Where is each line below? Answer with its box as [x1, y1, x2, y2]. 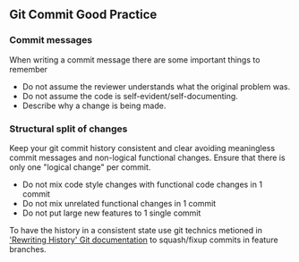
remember [9, 63, 47, 74]
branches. [9, 243, 47, 254]
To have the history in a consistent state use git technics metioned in [9, 224, 262, 235]
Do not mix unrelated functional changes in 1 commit [21, 198, 217, 208]
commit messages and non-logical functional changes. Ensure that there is [9, 152, 286, 163]
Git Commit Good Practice [9, 7, 158, 22]
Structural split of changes [9, 123, 128, 135]
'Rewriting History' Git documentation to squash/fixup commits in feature [9, 234, 279, 245]
